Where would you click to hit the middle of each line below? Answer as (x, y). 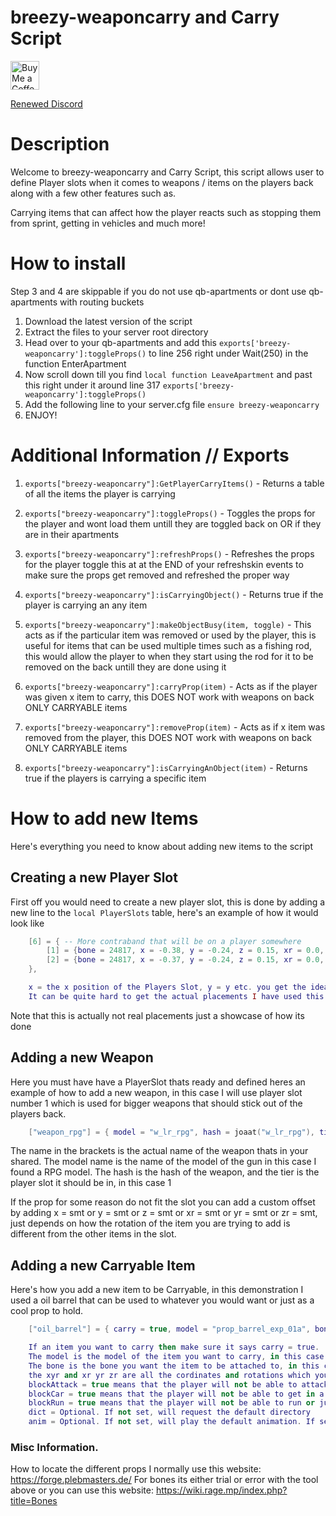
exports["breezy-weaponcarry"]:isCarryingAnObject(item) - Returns (166, 767)
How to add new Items (104, 818)
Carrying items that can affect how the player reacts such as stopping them (166, 212)
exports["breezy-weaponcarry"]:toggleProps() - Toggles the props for (170, 513)
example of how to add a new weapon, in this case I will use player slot (156, 1092)
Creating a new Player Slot (94, 877)
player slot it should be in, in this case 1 (91, 1183)
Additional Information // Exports (150, 455)
